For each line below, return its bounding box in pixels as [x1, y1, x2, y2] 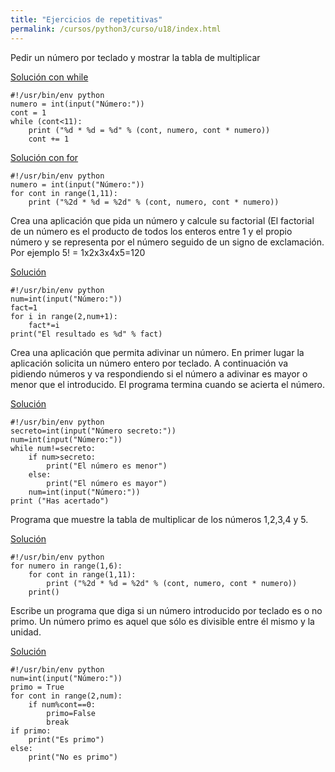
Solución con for [10, 151, 79, 163]
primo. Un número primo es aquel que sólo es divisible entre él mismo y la [10, 615, 315, 627]
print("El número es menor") [46, 461, 168, 471]
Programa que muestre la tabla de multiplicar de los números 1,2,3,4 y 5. [10, 513, 309, 525]
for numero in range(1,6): [10, 561, 123, 571]
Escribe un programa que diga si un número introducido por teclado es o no [10, 604, 323, 616]
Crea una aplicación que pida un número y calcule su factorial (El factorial [10, 214, 315, 226]
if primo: [10, 726, 52, 736]
